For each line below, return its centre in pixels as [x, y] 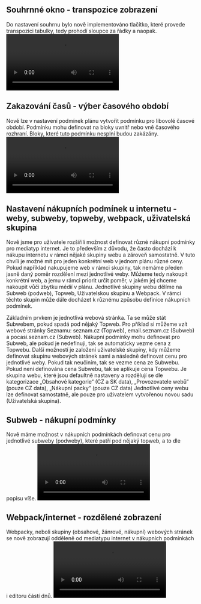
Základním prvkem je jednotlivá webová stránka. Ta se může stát [86, 318]
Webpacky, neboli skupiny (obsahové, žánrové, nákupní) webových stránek [100, 532]
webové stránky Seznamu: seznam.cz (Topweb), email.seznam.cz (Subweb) [100, 331]
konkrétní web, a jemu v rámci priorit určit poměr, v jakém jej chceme [91, 281]
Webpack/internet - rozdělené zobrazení [84, 517]
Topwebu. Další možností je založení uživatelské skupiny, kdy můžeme [94, 350]
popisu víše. [21, 499]
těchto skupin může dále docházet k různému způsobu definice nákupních [98, 300]
